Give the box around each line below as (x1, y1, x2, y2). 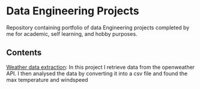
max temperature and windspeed (6, 76, 88, 83)
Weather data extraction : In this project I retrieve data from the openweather (6, 63, 195, 70)
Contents (6, 48, 42, 58)
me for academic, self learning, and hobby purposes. (6, 30, 138, 37)
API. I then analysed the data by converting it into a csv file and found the (6, 70, 188, 77)
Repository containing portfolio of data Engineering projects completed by (6, 24, 190, 31)
